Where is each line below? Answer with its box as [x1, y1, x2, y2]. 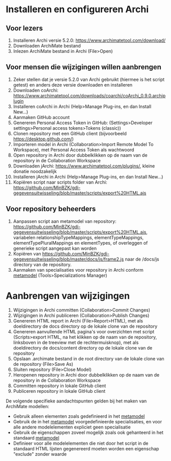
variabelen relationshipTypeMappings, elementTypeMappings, [13, 234, 144, 240]
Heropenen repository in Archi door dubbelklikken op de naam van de [13, 371, 160, 378]
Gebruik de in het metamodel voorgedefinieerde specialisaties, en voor [13, 418, 162, 424]
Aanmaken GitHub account [13, 114, 70, 120]
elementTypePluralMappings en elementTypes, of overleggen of [13, 240, 148, 246]
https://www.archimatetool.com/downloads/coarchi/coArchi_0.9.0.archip [13, 93, 166, 99]
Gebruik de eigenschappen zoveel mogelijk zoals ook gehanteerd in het [13, 429, 164, 436]
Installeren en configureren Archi [6, 4, 149, 15]
